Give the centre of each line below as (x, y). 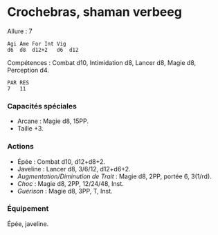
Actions (21, 147)
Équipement (28, 209)
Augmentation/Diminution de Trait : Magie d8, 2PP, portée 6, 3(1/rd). (115, 176)
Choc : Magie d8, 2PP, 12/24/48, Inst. (71, 183)
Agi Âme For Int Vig (37, 44)
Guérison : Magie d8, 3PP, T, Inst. (65, 191)
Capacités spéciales (42, 106)
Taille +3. (30, 129)
